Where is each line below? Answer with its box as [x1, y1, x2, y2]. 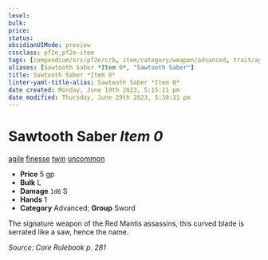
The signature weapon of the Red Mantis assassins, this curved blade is [8, 219, 245, 228]
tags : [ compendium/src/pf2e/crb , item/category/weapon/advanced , [8, 57, 230, 65]
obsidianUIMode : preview [8, 41, 91, 49]
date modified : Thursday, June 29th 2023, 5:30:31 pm [8, 93, 191, 101]
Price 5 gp [19, 169, 55, 179]
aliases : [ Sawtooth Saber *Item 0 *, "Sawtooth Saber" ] [8, 64, 195, 72]
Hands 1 [19, 195, 48, 204]
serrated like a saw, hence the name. [8, 227, 129, 237]
